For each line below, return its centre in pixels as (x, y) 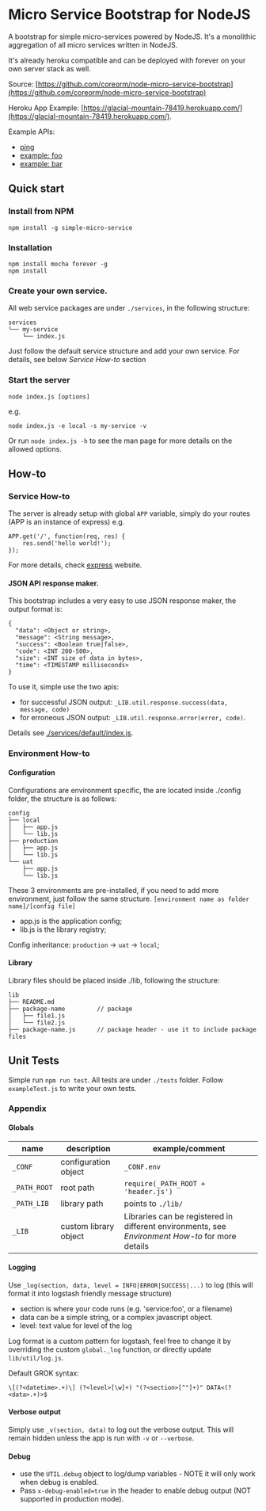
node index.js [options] (49, 397)
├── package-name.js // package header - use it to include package (133, 1029)
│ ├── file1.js (37, 1016)
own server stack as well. (49, 68)
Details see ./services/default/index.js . (71, 733)
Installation (30, 247)
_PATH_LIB (30, 1203)
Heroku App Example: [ (46, 108)
